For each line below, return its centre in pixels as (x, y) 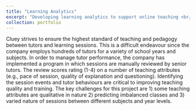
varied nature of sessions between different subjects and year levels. (89, 101)
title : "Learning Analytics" (41, 11)
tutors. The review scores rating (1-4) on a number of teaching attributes (93, 70)
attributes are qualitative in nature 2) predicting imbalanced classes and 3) (95, 95)
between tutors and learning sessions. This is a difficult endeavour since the (98, 45)
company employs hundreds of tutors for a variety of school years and (91, 51)
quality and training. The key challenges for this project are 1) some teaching (98, 89)
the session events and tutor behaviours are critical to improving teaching (94, 82)
